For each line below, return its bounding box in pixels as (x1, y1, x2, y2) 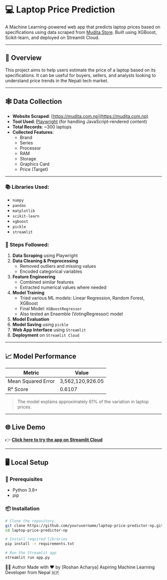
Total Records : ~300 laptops (12, 123, 72, 130)
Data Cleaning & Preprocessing (12, 258, 79, 264)
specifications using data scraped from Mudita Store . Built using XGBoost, (5, 29, 157, 35)
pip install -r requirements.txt (5, 542, 75, 547)
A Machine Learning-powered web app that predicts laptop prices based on (5, 23, 161, 30)
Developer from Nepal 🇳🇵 (5, 569, 60, 575)
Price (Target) (19, 166, 48, 172)
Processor (19, 145, 41, 151)
